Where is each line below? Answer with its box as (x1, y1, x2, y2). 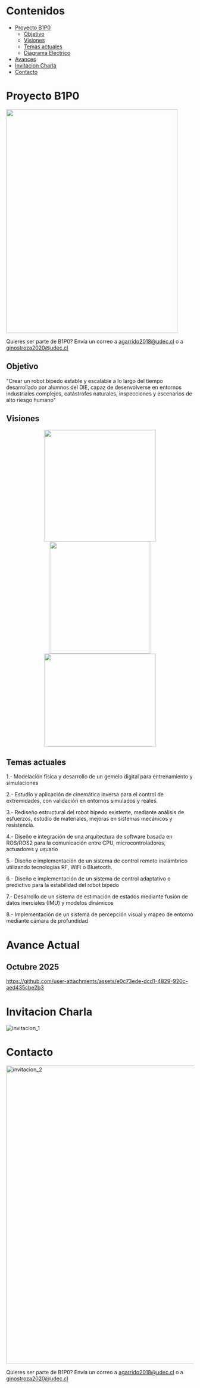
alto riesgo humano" (6, 396, 57, 403)
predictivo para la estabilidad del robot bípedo (6, 882, 119, 889)
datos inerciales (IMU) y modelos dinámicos (6, 899, 114, 907)
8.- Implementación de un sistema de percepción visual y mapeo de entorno (6, 911, 193, 918)
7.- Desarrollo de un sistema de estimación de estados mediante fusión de (6, 893, 189, 900)
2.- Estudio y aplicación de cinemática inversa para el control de (6, 791, 164, 798)
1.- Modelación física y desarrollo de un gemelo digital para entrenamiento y (6, 773, 193, 780)
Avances (14, 55, 36, 63)
